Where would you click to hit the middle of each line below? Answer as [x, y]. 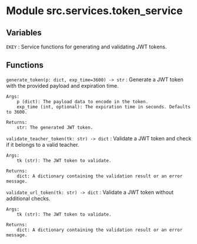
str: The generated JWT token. [55, 127]
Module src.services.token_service [95, 11]
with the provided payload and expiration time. [62, 85]
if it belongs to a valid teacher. [43, 144]
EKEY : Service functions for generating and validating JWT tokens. [86, 47]
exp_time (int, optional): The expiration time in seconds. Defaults [104, 107]
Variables [24, 33]
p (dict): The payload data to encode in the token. [83, 101]
